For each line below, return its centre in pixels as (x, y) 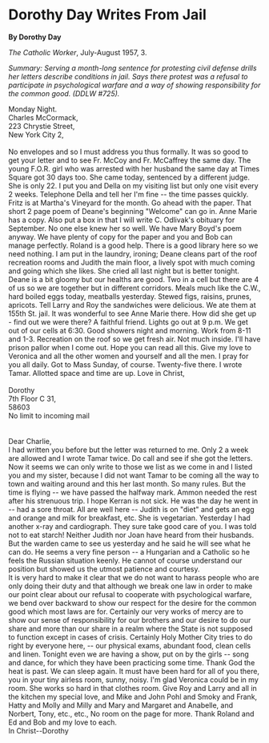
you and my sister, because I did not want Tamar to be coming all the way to (134, 475)
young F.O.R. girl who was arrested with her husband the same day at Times (134, 168)
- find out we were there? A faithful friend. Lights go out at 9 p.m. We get (128, 321)
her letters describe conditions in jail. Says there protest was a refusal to (128, 76)
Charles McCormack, (43, 117)
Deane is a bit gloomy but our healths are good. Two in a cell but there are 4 (134, 279)
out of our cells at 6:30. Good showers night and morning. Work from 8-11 (130, 330)
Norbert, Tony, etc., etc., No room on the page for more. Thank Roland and (131, 713)
